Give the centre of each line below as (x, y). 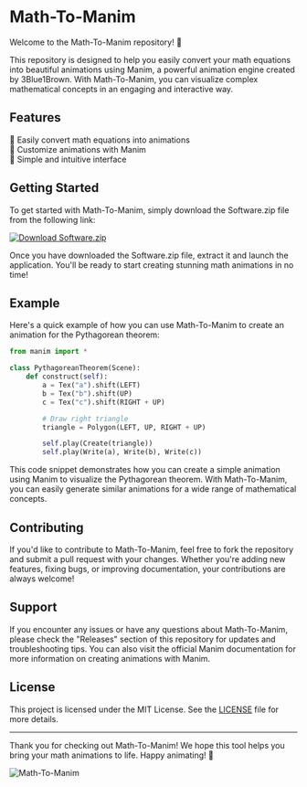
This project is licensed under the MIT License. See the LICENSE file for (144, 709)
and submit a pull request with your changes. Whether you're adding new (148, 558)
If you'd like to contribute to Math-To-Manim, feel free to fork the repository (152, 549)
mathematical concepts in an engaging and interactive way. (122, 89)
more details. (34, 718)
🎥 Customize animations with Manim (78, 149)
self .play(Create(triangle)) (98, 444)
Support (33, 607)
